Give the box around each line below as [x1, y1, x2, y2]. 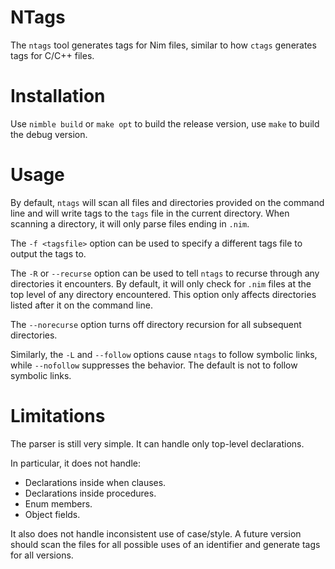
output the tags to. [10, 247, 87, 260]
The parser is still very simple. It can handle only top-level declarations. [10, 437, 305, 450]
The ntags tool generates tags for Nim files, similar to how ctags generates [10, 39, 317, 51]
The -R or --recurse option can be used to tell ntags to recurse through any [10, 267, 320, 279]
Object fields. [24, 508, 81, 520]
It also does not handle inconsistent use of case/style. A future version [10, 527, 302, 540]
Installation [10, 85, 106, 108]
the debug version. [10, 128, 88, 140]
